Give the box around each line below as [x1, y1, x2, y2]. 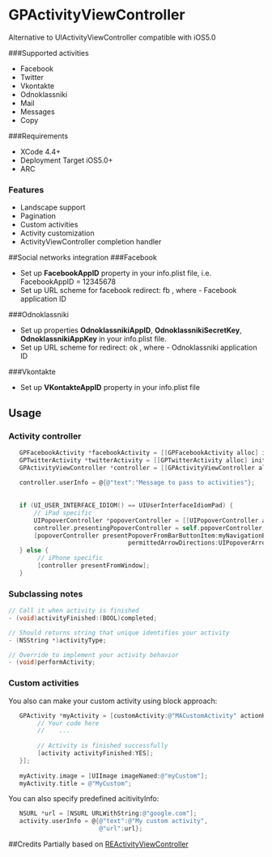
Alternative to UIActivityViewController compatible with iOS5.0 [8, 32, 216, 42]
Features [8, 184, 45, 195]
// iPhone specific [37, 554, 104, 562]
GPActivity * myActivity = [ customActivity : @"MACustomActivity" [19, 711, 237, 719]
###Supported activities [8, 48, 89, 57]
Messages [19, 107, 55, 117]
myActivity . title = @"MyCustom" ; [19, 779, 132, 787]
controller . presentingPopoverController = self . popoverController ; [33, 524, 266, 532]
